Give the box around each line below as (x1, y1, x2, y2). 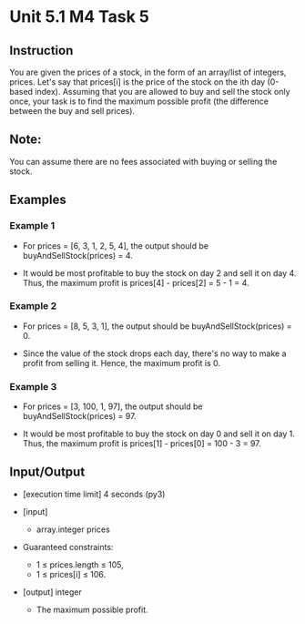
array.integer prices (36, 524, 111, 535)
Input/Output (9, 465, 86, 480)
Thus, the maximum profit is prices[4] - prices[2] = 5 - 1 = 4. (22, 277, 249, 288)
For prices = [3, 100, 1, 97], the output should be (22, 401, 203, 412)
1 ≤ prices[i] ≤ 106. (36, 568, 107, 579)
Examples (9, 192, 66, 208)
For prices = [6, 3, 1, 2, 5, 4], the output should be (22, 240, 209, 251)
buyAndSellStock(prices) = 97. (22, 411, 137, 422)
